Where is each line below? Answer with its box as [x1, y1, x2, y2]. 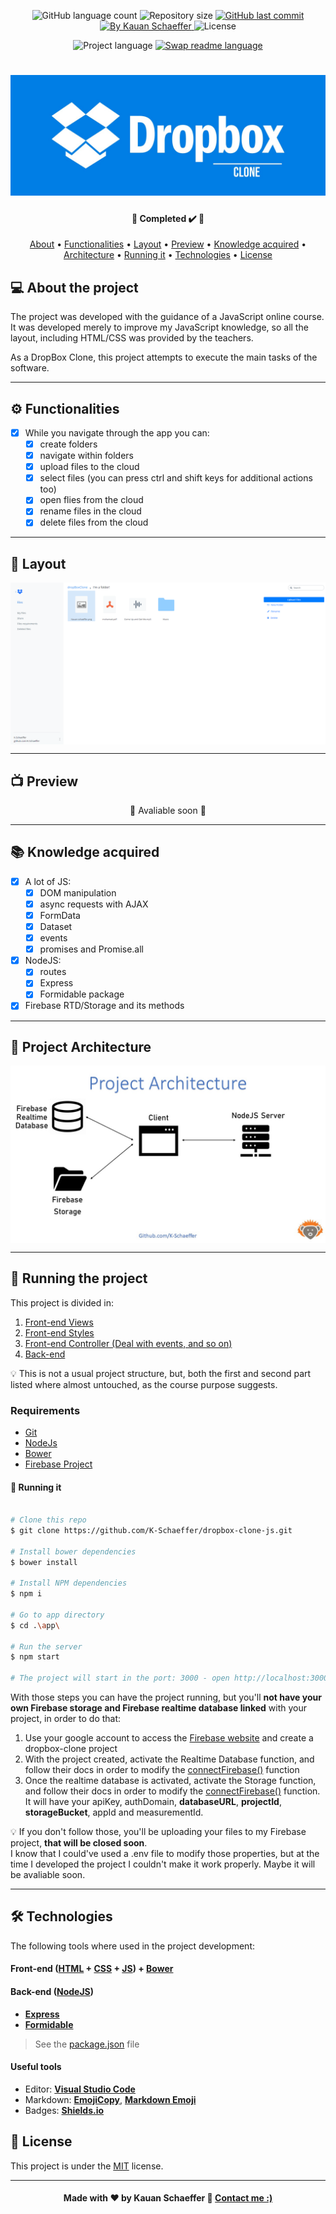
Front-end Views [24, 1316, 94, 1328]
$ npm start [10, 1652, 60, 1662]
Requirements [10, 1403, 81, 1417]
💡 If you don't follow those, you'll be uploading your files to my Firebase [10, 1826, 307, 1838]
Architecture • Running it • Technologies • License [63, 249, 273, 261]
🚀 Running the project [10, 1270, 148, 1287]
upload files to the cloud [39, 461, 140, 473]
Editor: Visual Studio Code [24, 2083, 136, 2095]
